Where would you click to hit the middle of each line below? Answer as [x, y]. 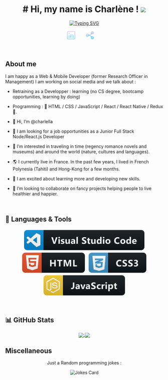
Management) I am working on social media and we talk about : [71, 81]
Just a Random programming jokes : [84, 363]
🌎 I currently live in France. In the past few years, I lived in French [80, 161]
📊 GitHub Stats [30, 320]
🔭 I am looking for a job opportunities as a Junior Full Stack [73, 131]
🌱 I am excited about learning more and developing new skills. [76, 178]
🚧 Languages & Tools [38, 219]
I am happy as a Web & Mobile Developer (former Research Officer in [76, 76]
